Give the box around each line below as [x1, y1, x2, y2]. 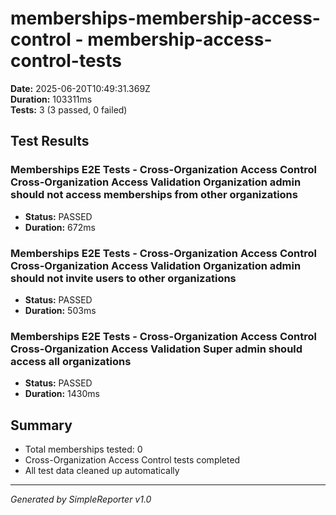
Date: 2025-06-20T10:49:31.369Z [10, 82, 151, 94]
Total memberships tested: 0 [24, 443, 143, 456]
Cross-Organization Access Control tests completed [24, 454, 241, 466]
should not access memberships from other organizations [10, 188, 298, 202]
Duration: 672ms [24, 221, 96, 233]
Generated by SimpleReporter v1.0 [10, 493, 152, 506]
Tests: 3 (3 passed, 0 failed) [10, 103, 128, 116]
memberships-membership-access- [10, 7, 321, 30]
